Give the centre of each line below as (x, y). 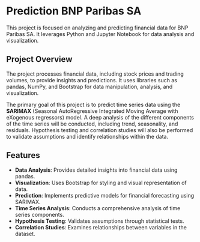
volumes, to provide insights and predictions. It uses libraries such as (92, 80)
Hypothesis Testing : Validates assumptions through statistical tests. (99, 221)
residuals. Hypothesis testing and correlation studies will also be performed (100, 130)
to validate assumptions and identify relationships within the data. (87, 136)
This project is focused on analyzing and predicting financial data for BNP (97, 28)
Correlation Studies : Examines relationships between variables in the (101, 227)
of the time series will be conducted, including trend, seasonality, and (92, 124)
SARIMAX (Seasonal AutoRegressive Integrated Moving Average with (92, 111)
